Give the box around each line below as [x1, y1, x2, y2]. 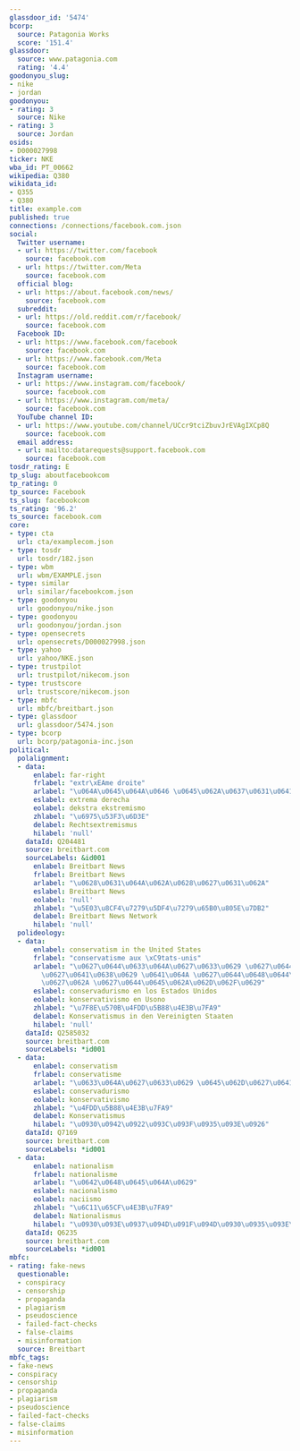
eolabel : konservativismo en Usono [32, 995, 166, 1004]
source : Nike [17, 113, 66, 122]
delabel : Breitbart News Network [32, 912, 158, 921]
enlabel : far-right [32, 771, 105, 780]
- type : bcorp [9, 729, 62, 738]
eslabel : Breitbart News [32, 887, 126, 896]
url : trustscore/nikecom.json [17, 687, 129, 696]
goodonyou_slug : [9, 72, 70, 81]
